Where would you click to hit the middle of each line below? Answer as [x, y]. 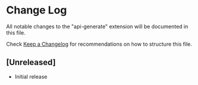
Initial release [31, 76]
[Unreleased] [31, 62]
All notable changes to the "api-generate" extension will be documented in [97, 26]
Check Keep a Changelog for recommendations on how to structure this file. [99, 44]
